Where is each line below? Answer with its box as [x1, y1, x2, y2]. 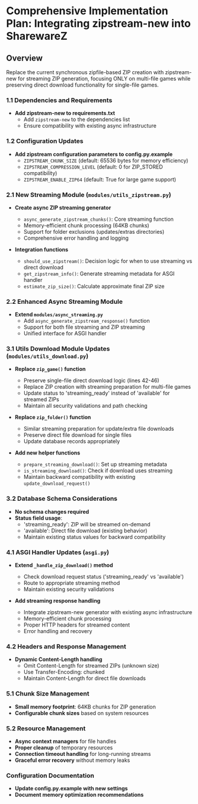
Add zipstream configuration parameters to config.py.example [14, 150, 173, 158]
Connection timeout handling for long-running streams [14, 750, 151, 757]
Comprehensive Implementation [6, 4, 168, 18]
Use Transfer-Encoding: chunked [23, 669, 105, 676]
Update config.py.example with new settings [14, 785, 128, 792]
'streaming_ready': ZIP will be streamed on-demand [23, 520, 151, 527]
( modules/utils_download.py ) [6, 352, 89, 360]
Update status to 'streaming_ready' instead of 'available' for [23, 390, 170, 397]
